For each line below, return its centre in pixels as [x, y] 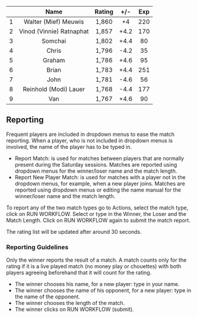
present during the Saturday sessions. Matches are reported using [96, 164]
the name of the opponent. [47, 297]
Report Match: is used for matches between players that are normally [99, 158]
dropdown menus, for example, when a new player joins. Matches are [100, 183]
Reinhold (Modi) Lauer [54, 89]
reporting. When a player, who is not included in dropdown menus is [90, 140]
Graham [54, 60]
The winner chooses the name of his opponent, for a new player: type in [103, 291]
